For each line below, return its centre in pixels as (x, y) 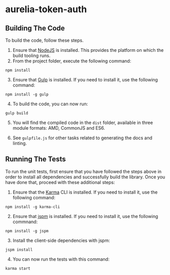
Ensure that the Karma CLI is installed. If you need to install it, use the (85, 192)
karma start (18, 268)
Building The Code (35, 28)
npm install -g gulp (27, 95)
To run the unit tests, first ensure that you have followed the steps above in (83, 171)
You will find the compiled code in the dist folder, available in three (83, 123)
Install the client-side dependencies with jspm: (61, 240)
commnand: (25, 222)
